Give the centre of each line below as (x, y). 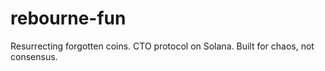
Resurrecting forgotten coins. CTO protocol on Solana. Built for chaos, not (162, 46)
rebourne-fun (68, 18)
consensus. (34, 56)
